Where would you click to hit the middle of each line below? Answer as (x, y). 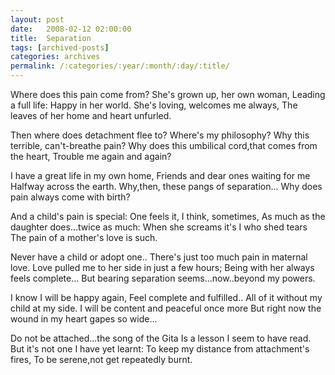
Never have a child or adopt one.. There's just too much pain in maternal (159, 257)
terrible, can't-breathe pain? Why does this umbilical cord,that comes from (164, 145)
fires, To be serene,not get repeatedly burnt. (101, 359)
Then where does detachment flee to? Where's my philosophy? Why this (160, 135)
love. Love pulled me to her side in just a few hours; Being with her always (162, 267)
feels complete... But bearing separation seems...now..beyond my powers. (163, 278)
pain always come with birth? (70, 197)
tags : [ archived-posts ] (60, 47)
